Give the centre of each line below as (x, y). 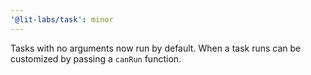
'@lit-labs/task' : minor (62, 19)
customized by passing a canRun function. (96, 58)
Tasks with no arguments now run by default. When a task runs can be (156, 48)
